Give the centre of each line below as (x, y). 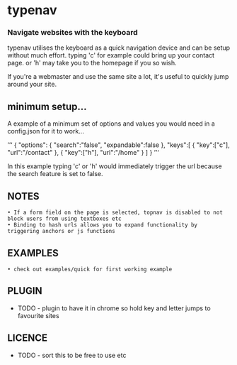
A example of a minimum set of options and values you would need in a (111, 124)
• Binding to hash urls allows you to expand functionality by (103, 225)
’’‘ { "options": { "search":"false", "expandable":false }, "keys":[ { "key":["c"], (118, 145)
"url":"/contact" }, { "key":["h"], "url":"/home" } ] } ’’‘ (83, 153)
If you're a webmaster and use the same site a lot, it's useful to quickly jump (118, 77)
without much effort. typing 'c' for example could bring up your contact (111, 55)
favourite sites (38, 315)
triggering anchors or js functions (61, 231)
